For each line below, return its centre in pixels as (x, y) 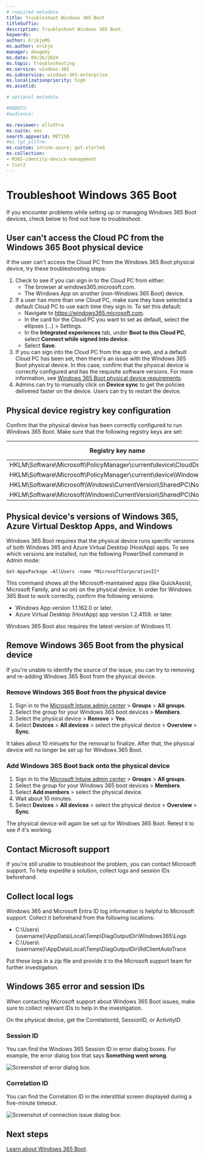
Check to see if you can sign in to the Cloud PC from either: (90, 281)
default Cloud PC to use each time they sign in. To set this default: (98, 306)
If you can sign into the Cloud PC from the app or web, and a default (101, 352)
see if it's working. (30, 830)
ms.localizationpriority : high (46, 80)
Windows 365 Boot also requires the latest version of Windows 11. (89, 626)
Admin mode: (23, 560)
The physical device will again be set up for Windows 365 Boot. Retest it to (100, 823)
